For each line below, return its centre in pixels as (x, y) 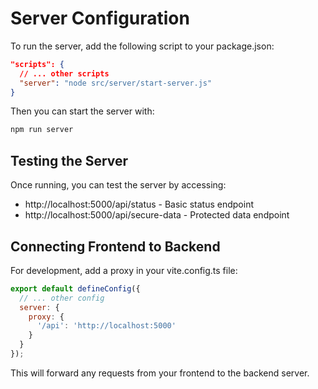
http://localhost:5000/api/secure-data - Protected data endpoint (157, 215)
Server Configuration (100, 18)
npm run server (42, 130)
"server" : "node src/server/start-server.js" (116, 83)
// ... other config (62, 298)
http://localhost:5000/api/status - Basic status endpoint (139, 204)
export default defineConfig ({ (75, 288)
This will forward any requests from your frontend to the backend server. (160, 373)
